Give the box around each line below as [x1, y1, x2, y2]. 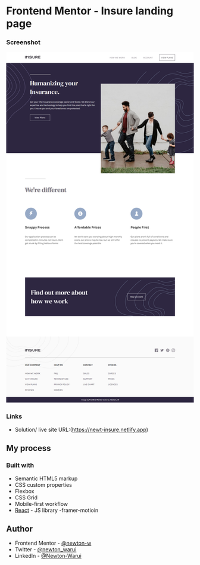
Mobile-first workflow [14, 500, 68, 507]
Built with [6, 461, 35, 469]
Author [6, 524, 33, 534]
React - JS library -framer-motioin [14, 506, 99, 514]
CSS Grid [14, 494, 37, 501]
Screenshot [6, 38, 40, 47]
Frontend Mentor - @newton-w [14, 539, 92, 547]
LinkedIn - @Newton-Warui [14, 552, 82, 560]
